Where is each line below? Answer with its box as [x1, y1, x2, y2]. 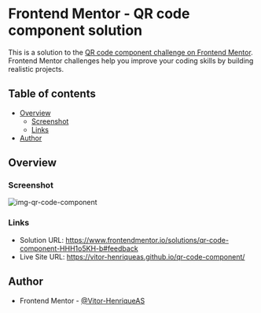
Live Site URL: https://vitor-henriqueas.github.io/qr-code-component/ [19, 252, 245, 261]
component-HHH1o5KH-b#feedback [19, 244, 139, 253]
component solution [8, 21, 143, 39]
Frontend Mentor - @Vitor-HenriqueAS [19, 296, 145, 305]
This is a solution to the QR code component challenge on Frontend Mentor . [8, 47, 253, 57]
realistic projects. [8, 64, 64, 73]
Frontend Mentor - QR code [8, 5, 190, 23]
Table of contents [8, 88, 96, 101]
